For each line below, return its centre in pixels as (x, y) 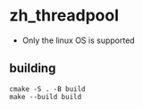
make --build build (46, 96)
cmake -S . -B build (48, 89)
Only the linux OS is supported (79, 40)
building (33, 68)
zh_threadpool (64, 16)
